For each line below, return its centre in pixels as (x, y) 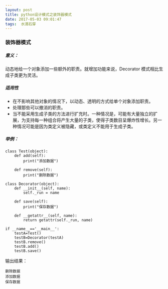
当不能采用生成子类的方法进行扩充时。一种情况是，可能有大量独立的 (83, 114)
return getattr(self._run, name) (58, 220)
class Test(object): (27, 151)
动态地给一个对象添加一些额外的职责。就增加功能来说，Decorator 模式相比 (82, 69)
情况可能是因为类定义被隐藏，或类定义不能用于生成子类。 (76, 127)
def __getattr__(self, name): (46, 216)
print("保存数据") (41, 207)
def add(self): (30, 156)
